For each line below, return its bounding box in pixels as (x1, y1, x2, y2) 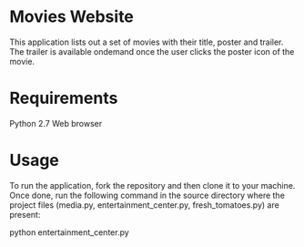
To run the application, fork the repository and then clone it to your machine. (9, 180, 296, 190)
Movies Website (9, 6, 135, 27)
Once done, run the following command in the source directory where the (9, 190, 285, 201)
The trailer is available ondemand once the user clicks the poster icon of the (9, 46, 295, 57)
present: (9, 209, 41, 220)
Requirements (9, 88, 118, 108)
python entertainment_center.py (9, 226, 129, 238)
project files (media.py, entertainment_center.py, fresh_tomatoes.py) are (9, 199, 279, 211)
